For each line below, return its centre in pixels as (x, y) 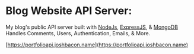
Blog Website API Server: (69, 11)
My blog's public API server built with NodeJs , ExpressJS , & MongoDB (92, 27)
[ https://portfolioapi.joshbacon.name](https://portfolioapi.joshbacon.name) (97, 45)
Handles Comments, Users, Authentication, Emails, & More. (78, 33)
